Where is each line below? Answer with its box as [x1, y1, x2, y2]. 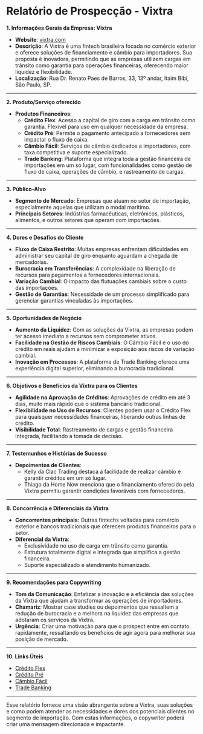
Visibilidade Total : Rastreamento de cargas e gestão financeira [14, 425, 173, 433]
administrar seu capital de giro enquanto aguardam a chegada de [14, 252, 178, 259]
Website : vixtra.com [14, 36, 66, 43]
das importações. [14, 284, 59, 291]
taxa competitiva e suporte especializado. [24, 148, 129, 156]
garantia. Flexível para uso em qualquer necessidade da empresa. [24, 123, 188, 130]
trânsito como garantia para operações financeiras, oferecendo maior [14, 62, 188, 69]
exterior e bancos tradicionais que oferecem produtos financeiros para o [14, 522, 196, 530]
